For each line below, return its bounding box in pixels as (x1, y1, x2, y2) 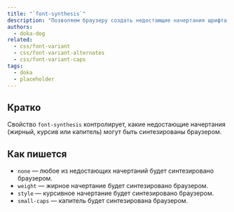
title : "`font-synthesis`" (7, 10, 86, 18)
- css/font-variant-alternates (13, 50, 105, 57)
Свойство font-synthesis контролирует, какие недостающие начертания (7, 120, 226, 128)
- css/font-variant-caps (13, 56, 86, 63)
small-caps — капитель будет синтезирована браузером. (17, 197, 188, 204)
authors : (7, 23, 33, 30)
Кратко (7, 101, 41, 113)
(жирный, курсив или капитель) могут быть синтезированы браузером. (7, 128, 222, 136)
